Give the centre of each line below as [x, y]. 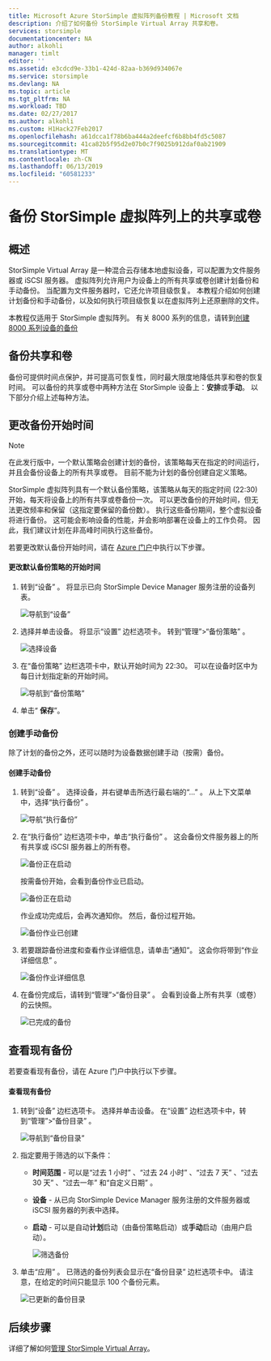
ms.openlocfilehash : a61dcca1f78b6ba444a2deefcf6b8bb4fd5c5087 [117, 136]
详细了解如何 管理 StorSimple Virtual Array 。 [82, 1348]
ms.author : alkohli [41, 122]
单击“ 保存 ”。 [42, 710]
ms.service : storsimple [49, 76]
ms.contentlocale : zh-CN [50, 159]
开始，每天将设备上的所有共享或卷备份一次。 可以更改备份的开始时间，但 [130, 499]
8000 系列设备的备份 [43, 328]
